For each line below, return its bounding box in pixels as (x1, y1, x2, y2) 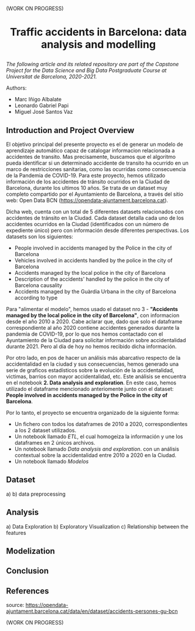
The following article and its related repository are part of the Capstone (6, 61, 179, 68)
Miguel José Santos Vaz (14, 108, 73, 115)
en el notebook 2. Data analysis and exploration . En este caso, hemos (6, 379, 177, 386)
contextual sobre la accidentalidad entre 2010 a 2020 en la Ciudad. (14, 452, 177, 459)
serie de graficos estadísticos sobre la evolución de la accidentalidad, (6, 367, 175, 374)
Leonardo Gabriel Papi (14, 102, 69, 109)
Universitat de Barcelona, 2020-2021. (6, 73, 97, 80)
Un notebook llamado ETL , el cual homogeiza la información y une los (14, 433, 183, 440)
